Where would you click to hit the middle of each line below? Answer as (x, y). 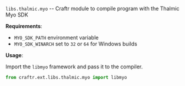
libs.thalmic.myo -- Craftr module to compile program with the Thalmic (92, 9)
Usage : (14, 55)
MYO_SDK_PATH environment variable (56, 37)
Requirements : (24, 26)
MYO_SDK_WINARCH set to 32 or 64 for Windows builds (76, 44)
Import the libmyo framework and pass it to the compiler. (74, 67)
